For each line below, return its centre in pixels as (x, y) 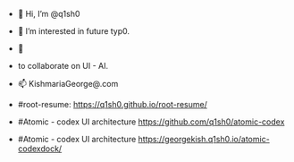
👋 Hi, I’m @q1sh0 (49, 14)
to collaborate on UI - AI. (63, 66)
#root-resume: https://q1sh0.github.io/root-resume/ (112, 104)
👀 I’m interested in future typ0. (74, 31)
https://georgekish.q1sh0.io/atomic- (204, 139)
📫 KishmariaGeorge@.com (68, 84)
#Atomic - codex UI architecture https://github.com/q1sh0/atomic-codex (151, 122)
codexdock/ (40, 149)
